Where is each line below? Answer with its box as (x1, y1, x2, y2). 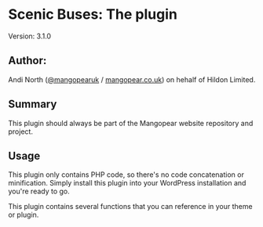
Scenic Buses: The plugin (8, 5, 178, 23)
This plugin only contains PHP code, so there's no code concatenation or (8, 170, 245, 179)
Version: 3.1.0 (8, 31, 52, 41)
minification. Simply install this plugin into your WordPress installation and (8, 178, 247, 188)
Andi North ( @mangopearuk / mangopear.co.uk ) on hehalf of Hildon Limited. (8, 74, 256, 84)
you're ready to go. (8, 186, 71, 196)
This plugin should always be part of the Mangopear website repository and (8, 118, 254, 128)
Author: (8, 54, 47, 67)
